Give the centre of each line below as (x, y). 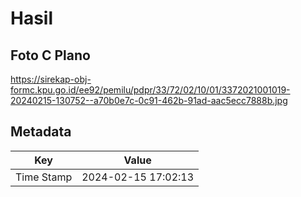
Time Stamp (44, 177)
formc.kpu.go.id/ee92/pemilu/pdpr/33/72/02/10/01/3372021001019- (150, 90)
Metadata (41, 132)
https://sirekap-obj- (51, 79)
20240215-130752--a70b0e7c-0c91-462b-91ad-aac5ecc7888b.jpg (149, 100)
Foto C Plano (50, 55)
